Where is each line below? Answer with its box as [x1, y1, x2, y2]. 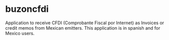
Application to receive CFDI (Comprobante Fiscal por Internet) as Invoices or [5, 20, 164, 26]
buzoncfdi [5, 3, 49, 15]
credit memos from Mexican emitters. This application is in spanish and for [5, 25, 160, 31]
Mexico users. [5, 30, 35, 36]
